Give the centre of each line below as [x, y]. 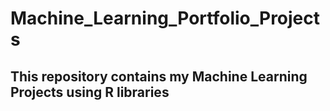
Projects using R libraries [90, 92]
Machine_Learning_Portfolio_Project [165, 18]
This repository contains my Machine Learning [159, 76]
